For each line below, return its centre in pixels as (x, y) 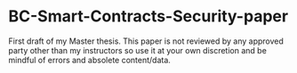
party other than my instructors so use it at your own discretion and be (138, 50)
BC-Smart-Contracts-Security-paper (148, 16)
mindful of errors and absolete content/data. (89, 60)
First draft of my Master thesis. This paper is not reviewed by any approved (146, 41)
